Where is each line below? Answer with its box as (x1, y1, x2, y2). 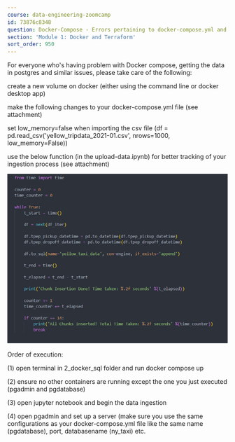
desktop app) (7, 90, 46, 98)
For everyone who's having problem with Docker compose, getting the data (7, 61, 225, 69)
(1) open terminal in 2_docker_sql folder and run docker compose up (7, 364, 204, 373)
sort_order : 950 (7, 41, 55, 48)
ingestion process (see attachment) (7, 160, 110, 168)
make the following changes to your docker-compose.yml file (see (7, 103, 199, 111)
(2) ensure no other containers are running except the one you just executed (7, 378, 227, 386)
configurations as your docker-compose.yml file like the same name (7, 420, 204, 428)
